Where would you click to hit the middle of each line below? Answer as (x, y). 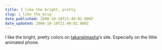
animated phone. (22, 43)
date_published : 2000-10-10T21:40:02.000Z (49, 19)
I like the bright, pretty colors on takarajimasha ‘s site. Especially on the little (81, 37)
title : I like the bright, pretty (40, 10)
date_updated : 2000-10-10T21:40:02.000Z (47, 23)
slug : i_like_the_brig (28, 14)
